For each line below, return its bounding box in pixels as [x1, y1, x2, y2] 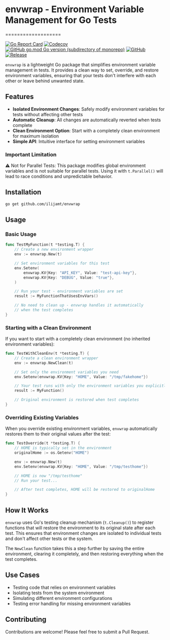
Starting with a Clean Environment [5, 324, 92, 331]
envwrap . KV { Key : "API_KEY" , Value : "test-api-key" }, [23, 270, 137, 275]
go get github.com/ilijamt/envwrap [5, 201, 80, 207]
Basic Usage [5, 231, 37, 238]
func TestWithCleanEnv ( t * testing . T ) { [5, 351, 90, 356]
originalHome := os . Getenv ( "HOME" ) [14, 450, 90, 455]
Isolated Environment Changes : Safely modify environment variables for [12, 106, 165, 112]
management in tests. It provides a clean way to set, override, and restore [5, 67, 159, 73]
